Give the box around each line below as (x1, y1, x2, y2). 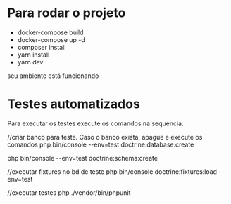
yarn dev (17, 57, 44, 66)
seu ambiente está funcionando (7, 72, 99, 80)
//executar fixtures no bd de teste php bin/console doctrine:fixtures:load (7, 167, 217, 176)
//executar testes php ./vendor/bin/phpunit (7, 188, 131, 197)
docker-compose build (17, 28, 84, 36)
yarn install (17, 50, 50, 59)
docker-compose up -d (17, 35, 86, 43)
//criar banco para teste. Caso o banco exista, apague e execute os (7, 132, 203, 141)
